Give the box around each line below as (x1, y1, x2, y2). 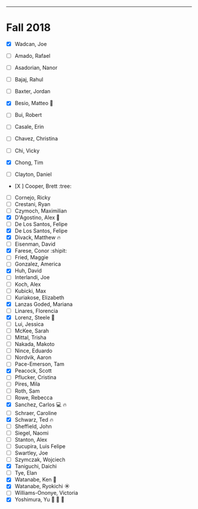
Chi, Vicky (14, 147, 40, 154)
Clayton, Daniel (14, 171, 52, 178)
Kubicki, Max (14, 287, 47, 294)
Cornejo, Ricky (14, 194, 51, 201)
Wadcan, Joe (14, 40, 47, 47)
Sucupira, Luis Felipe (14, 442, 66, 449)
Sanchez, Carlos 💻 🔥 (14, 401, 67, 408)
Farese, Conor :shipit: (14, 247, 67, 255)
